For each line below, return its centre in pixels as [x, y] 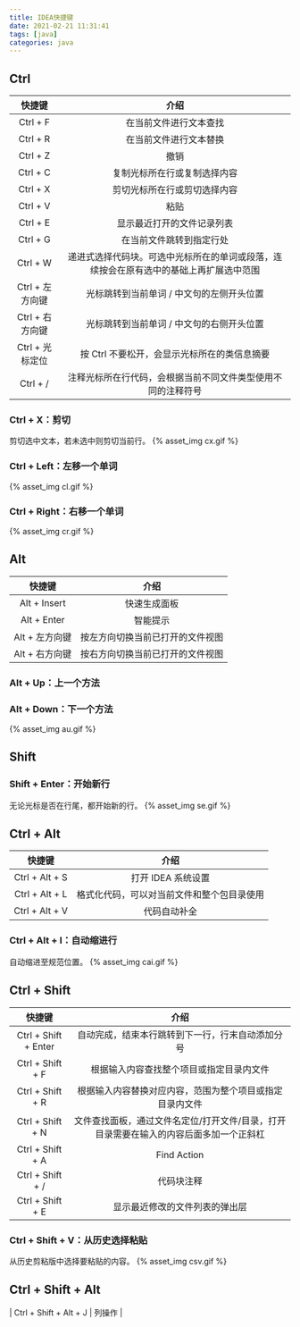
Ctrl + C [34, 172]
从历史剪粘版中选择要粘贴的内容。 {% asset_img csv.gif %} [118, 1261]
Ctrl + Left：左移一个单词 [63, 466]
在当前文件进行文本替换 [175, 139]
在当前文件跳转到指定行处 [175, 240]
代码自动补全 [171, 911]
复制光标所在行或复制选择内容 [175, 173]
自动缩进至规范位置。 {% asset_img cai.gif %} [94, 962]
